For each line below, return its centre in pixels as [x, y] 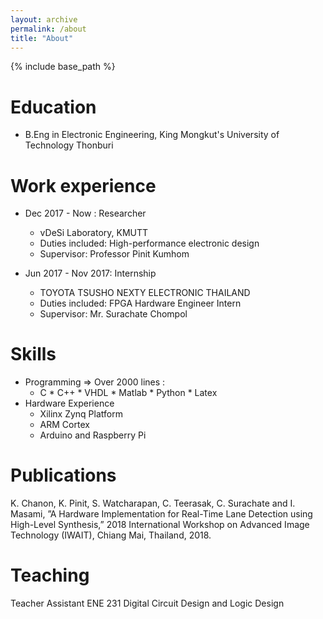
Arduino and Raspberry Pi [93, 435]
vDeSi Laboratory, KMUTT [94, 233]
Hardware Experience [69, 403]
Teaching [50, 575]
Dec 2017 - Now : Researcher [85, 213]
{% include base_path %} [63, 67]
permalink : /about [48, 29]
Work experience [83, 185]
